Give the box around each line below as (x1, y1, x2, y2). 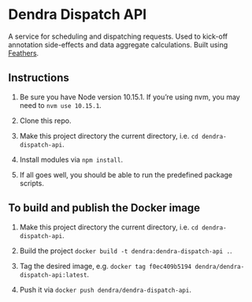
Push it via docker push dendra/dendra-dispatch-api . (19, 285, 191, 294)
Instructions (8, 71, 69, 84)
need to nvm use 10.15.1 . (19, 100, 102, 110)
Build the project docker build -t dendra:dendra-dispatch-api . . (19, 246, 232, 255)
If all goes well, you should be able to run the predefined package (19, 170, 233, 179)
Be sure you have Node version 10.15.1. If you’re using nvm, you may (19, 92, 240, 102)
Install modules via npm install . (19, 155, 124, 164)
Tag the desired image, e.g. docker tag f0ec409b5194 (19, 261, 192, 270)
